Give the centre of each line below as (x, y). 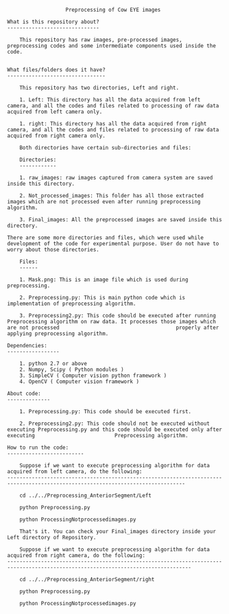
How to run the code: (38, 447)
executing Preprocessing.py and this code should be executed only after (115, 430)
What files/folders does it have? (57, 70)
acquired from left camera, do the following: (75, 471)
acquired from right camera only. (57, 136)
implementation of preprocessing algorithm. (72, 304)
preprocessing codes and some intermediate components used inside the (111, 46)
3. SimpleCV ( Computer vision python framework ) (93, 376)
